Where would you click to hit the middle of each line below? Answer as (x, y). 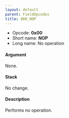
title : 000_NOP (21, 19)
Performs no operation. (29, 110)
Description (17, 99)
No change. (17, 88)
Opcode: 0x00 (27, 33)
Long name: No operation (38, 43)
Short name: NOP (30, 38)
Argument (16, 54)
